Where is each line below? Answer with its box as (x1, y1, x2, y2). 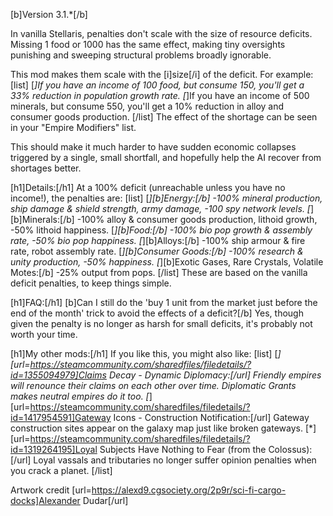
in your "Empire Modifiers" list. (10, 122, 137, 133)
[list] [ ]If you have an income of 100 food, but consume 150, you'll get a (10, 79, 305, 91)
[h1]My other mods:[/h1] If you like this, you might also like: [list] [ (10, 348, 278, 359)
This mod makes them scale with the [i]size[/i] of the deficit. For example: (10, 69, 314, 80)
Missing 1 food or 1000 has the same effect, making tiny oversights (10, 39, 286, 50)
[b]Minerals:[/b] (10, 214, 75, 225)
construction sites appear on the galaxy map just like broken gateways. (10, 422, 303, 434)
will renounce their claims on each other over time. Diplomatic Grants (10, 380, 297, 391)
